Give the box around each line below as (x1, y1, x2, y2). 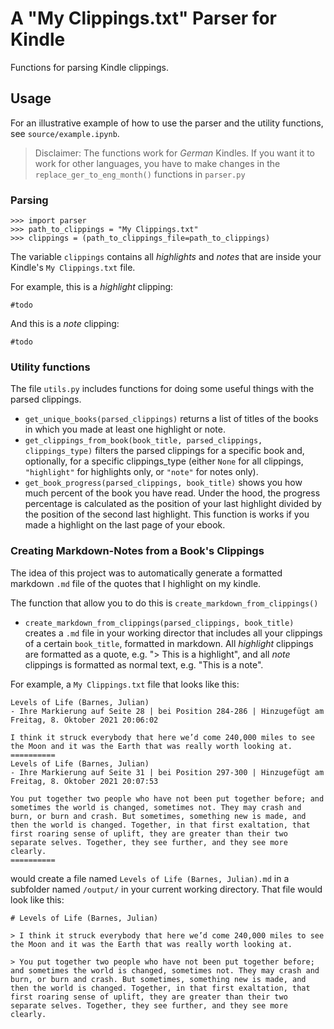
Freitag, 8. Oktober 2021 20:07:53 (10, 776, 159, 786)
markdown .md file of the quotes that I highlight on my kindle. (10, 577, 262, 589)
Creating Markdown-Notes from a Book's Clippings (10, 544, 265, 558)
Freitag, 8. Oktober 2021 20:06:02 (10, 715, 159, 725)
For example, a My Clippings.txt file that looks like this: (10, 678, 240, 690)
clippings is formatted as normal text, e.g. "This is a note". (24, 658, 264, 671)
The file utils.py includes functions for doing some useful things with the (10, 383, 315, 395)
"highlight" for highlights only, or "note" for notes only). (24, 466, 259, 478)
